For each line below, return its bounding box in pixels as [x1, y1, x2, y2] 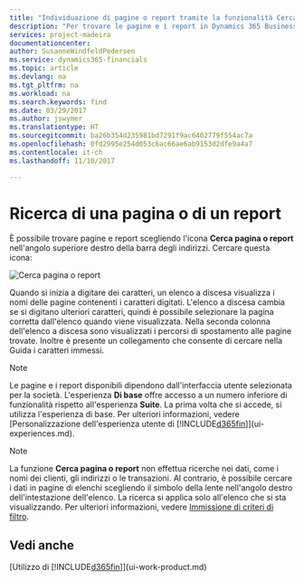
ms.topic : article [9, 64, 79, 73]
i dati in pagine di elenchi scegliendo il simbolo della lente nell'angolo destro [9, 482, 293, 493]
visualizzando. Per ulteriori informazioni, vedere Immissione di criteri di [9, 501, 274, 512]
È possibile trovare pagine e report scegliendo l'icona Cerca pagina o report [9, 233, 294, 244]
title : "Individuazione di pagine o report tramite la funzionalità [9, 13, 273, 23]
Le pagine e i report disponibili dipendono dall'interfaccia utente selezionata [9, 380, 292, 391]
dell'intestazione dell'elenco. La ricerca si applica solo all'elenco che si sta [9, 492, 287, 503]
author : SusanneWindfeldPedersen [9, 47, 136, 56]
